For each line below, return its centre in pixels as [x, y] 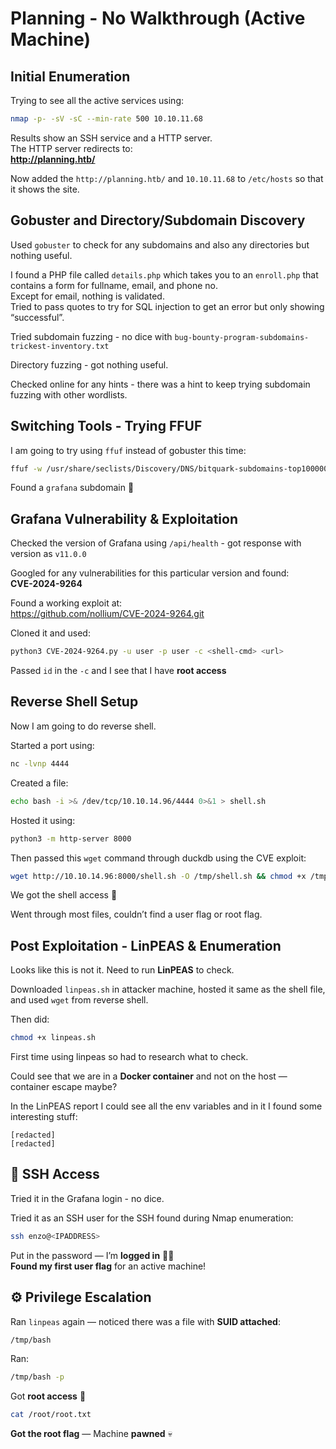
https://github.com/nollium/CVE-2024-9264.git [107, 614]
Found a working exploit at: [66, 603]
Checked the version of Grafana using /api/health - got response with [156, 543]
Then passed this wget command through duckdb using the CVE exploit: [158, 858]
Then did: [30, 1019]
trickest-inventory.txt [60, 346]
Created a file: [39, 783]
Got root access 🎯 [48, 1396]
